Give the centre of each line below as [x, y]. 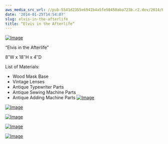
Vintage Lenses [28, 82]
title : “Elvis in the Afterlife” [40, 24]
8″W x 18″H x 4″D [23, 57]
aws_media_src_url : [25, 10]
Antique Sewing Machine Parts [44, 92]
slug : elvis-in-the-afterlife [37, 19]
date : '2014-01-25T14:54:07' [35, 14]
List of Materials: [22, 67]
